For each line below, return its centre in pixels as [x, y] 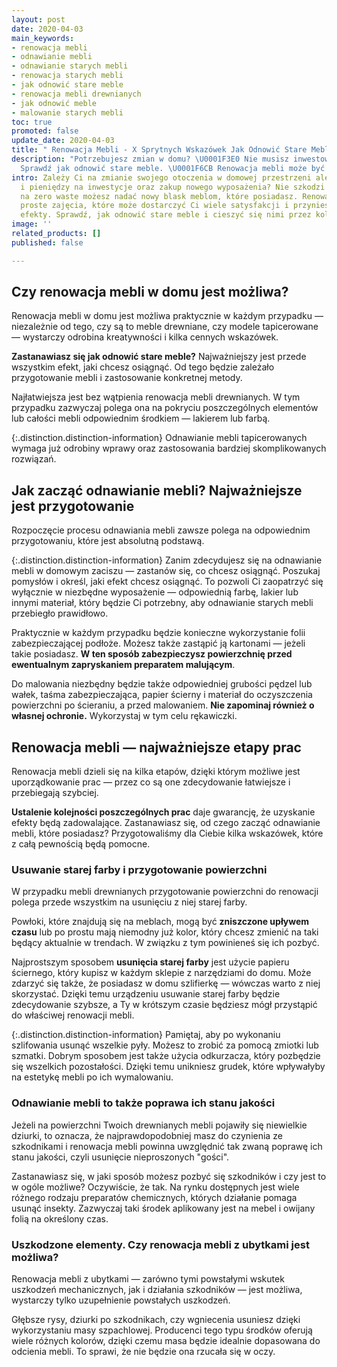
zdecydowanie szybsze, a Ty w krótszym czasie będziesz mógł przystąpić [164, 1005]
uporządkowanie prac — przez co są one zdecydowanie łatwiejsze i [151, 782]
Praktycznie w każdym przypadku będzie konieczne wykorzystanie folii [158, 633]
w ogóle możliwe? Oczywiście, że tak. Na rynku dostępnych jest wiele [155, 1187]
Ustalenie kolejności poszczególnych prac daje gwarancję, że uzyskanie [163, 812]
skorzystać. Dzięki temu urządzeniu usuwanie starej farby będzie [146, 994]
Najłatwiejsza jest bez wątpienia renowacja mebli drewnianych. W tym [156, 397]
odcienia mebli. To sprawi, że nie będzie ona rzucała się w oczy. [143, 1351]
